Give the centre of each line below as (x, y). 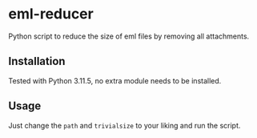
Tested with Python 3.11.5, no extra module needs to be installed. (115, 80)
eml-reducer (51, 14)
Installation (37, 61)
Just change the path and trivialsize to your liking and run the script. (124, 125)
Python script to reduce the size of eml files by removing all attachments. (129, 36)
